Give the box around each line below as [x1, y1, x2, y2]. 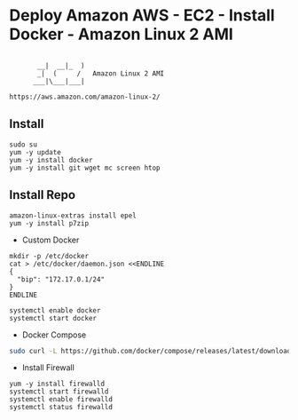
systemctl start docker [9, 313, 98, 322]
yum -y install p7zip [9, 218, 90, 227]
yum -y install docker [9, 155, 93, 164]
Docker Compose [21, 329, 87, 340]
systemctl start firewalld [9, 387, 109, 396]
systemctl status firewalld [9, 403, 114, 412]
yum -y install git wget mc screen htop [9, 163, 161, 172]
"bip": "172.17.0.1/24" [17, 274, 105, 284]
